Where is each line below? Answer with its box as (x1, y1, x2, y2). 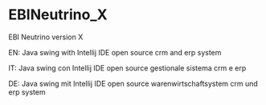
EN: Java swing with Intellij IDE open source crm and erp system (8, 47, 222, 57)
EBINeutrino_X (8, 6, 108, 24)
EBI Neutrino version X (8, 32, 84, 42)
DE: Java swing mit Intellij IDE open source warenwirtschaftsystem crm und (8, 79, 259, 88)
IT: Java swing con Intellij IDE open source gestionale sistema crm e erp (8, 63, 247, 73)
